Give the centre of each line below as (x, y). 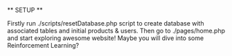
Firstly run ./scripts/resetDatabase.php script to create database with (106, 23)
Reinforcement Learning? (43, 45)
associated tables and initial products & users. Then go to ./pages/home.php (116, 31)
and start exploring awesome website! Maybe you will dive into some (106, 38)
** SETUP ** (25, 10)
